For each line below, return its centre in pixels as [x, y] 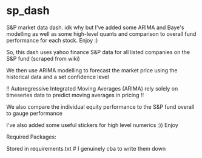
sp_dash [28, 11]
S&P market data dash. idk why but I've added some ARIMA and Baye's [95, 27]
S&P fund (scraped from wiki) [43, 58]
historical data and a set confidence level [58, 77]
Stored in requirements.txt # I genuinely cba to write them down [86, 148]
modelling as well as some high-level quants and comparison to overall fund [101, 33]
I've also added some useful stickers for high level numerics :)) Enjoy [93, 125]
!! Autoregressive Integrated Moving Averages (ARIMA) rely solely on [92, 88]
